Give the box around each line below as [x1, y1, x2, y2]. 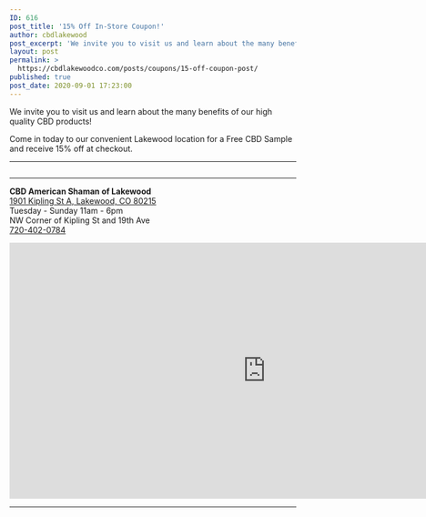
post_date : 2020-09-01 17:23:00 [9, 81, 132, 90]
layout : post [9, 47, 59, 56]
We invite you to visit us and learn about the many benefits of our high [9, 106, 273, 117]
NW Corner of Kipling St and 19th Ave [9, 215, 150, 226]
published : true [9, 73, 71, 82]
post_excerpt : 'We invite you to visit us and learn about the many [9, 38, 275, 48]
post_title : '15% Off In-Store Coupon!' [9, 22, 166, 31]
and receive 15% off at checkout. [9, 143, 134, 154]
